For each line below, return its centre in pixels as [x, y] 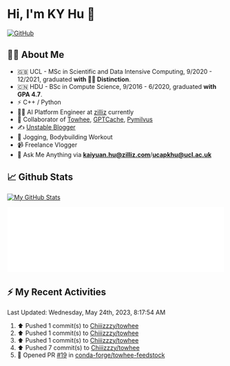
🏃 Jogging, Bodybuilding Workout [65, 136]
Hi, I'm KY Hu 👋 [51, 14]
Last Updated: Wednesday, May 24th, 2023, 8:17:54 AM [86, 312]
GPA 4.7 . [30, 94]
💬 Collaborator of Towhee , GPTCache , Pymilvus [85, 119]
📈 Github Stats [40, 177]
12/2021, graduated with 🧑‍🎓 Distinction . [74, 79]
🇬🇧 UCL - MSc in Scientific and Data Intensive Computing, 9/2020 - [114, 71]
